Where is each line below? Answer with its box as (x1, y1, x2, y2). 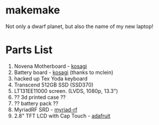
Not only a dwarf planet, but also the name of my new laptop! (5, 23, 154, 30)
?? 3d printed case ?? (13, 93, 66, 100)
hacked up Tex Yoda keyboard (13, 75, 88, 82)
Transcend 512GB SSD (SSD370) (13, 81, 94, 88)
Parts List (5, 43, 53, 57)
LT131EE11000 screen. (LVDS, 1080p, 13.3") (13, 87, 119, 94)
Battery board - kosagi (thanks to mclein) (13, 68, 114, 76)
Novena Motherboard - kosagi (13, 62, 87, 70)
